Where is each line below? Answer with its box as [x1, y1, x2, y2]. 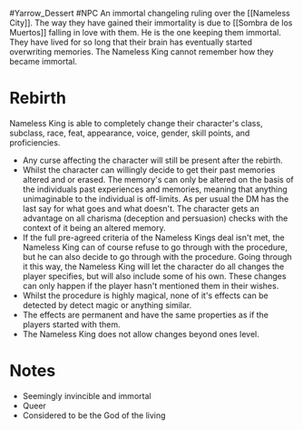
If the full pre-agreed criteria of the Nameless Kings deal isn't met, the [22, 232, 285, 243]
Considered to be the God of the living [22, 409, 166, 421]
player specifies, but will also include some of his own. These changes [22, 270, 287, 281]
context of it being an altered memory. [22, 222, 166, 233]
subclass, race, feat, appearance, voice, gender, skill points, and [9, 127, 250, 138]
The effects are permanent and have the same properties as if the [22, 309, 269, 320]
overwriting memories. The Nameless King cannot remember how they [9, 46, 274, 57]
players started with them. [22, 318, 121, 330]
